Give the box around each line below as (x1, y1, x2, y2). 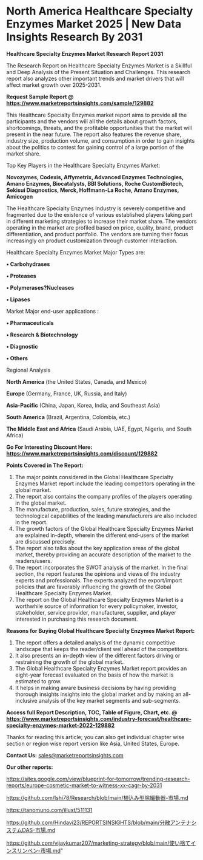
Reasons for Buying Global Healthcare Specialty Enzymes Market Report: (6, 627, 195, 634)
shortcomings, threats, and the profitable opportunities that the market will (6, 124, 192, 131)
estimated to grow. (15, 677, 62, 684)
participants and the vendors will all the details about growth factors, (6, 117, 178, 125)
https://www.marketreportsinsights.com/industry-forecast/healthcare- (6, 715, 192, 722)
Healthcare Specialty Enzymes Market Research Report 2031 (6, 50, 164, 57)
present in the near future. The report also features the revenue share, (6, 131, 182, 138)
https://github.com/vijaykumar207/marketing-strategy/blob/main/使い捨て (6, 839, 191, 847)
